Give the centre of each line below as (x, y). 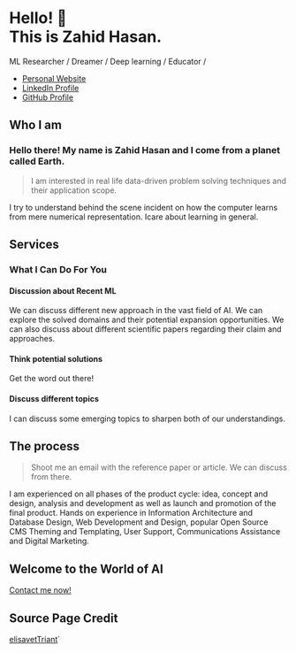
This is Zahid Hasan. (85, 37)
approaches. (32, 339)
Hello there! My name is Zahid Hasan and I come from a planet (145, 150)
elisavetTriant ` (35, 639)
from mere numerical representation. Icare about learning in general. (134, 217)
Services (34, 245)
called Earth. (37, 161)
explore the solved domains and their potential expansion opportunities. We (147, 320)
